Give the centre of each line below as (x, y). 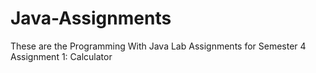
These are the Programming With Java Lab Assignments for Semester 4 (158, 46)
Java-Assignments (91, 18)
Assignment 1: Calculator (61, 56)
